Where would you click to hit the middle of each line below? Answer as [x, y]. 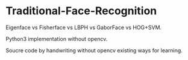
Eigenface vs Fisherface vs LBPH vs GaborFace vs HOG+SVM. [84, 27]
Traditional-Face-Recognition [81, 11]
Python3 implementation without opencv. [57, 39]
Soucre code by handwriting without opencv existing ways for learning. [94, 50]
